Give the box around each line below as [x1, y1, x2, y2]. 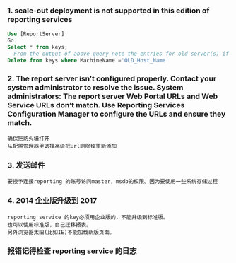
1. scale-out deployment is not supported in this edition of [7, 6, 210, 16]
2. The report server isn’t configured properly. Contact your [7, 74, 217, 83]
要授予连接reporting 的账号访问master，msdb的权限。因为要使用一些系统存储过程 [7, 178, 218, 185]
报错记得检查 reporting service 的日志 [7, 246, 137, 256]
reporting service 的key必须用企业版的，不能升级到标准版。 [7, 214, 169, 221]
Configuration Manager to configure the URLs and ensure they [7, 109, 226, 119]
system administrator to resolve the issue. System [7, 82, 184, 92]
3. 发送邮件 [7, 160, 45, 170]
